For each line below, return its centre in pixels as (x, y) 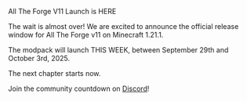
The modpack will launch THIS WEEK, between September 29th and (118, 50)
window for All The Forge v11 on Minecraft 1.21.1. (86, 35)
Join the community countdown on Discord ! (79, 88)
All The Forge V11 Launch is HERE (62, 11)
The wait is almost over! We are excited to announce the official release (123, 26)
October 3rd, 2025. (39, 58)
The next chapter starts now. (54, 73)
